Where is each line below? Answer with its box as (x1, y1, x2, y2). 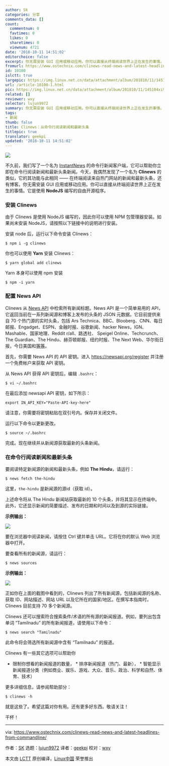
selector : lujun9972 (5, 101, 49, 106)
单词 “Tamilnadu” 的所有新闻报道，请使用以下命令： (5, 620, 113, 626)
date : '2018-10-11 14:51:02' (5, 49, 66, 54)
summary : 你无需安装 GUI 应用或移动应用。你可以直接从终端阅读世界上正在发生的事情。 (5, 106, 164, 111)
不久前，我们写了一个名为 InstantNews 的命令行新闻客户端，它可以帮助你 (5, 162, 157, 169)
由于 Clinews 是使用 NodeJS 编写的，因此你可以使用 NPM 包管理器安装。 (5, 214, 157, 220)
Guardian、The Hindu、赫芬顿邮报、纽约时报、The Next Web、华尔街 (14, 336, 159, 343)
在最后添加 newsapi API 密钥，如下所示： (5, 390, 91, 396)
